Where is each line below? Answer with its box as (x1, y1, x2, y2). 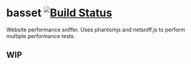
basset (6, 6, 42, 20)
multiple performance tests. (6, 32, 76, 39)
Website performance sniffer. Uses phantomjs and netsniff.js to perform (6, 26, 186, 33)
